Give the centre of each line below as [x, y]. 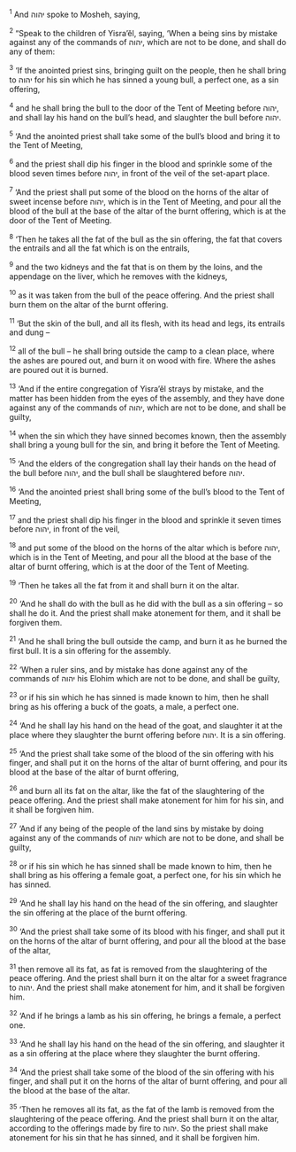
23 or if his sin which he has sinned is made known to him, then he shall [139, 697]
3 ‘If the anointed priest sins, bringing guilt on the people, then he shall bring [148, 70]
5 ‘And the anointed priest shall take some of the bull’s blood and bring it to [145, 135]
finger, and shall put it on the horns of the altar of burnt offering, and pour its [148, 763]
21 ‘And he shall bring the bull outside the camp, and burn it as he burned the [148, 640]
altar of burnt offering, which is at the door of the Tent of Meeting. [129, 566]
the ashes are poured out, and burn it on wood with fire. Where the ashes [143, 360]
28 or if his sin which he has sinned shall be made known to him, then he [140, 865]
